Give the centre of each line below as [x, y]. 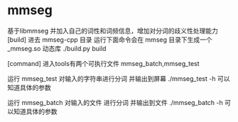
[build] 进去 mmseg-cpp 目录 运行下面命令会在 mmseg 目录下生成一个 [110, 39]
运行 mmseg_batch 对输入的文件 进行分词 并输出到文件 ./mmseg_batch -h [115, 102]
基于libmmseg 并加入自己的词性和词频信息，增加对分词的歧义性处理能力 [113, 30]
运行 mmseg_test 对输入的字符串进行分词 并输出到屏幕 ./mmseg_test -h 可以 [119, 78]
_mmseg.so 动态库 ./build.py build [57, 48]
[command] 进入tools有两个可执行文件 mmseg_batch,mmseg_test [104, 63]
